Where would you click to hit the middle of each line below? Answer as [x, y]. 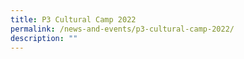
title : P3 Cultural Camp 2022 [73, 19]
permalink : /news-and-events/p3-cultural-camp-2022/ [122, 29]
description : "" [44, 38]
